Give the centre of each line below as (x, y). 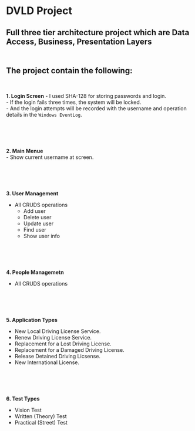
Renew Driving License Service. (53, 338)
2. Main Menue (25, 151)
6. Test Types (23, 399)
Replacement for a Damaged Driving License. (69, 350)
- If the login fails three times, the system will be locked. (74, 102)
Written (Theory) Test (41, 416)
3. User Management (32, 194)
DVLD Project (39, 11)
